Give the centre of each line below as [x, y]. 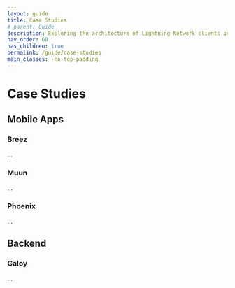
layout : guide [28, 14]
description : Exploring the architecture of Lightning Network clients [114, 33]
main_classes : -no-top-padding [53, 59]
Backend [27, 243]
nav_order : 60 [28, 40]
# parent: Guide [31, 27]
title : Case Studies [37, 20]
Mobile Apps [36, 120]
